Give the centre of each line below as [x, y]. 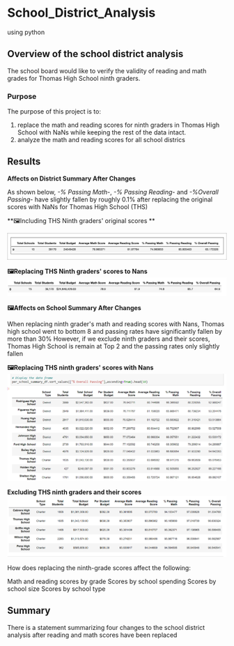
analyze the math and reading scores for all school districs [101, 140]
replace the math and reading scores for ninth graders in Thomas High [118, 125]
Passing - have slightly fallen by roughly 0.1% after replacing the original [110, 199]
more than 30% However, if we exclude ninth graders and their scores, [109, 339]
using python [26, 32]
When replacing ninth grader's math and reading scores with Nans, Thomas [116, 324]
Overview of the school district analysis [95, 54]
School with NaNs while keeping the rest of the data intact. [102, 132]
